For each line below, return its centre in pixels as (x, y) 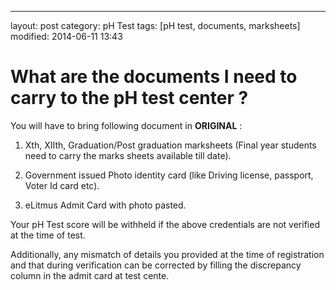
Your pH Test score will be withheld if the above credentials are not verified (165, 224)
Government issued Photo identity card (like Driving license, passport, (169, 175)
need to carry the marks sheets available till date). (128, 155)
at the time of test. (48, 235)
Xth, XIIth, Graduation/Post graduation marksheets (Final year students (170, 145)
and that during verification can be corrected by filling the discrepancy (156, 265)
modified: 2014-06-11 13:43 (66, 36)
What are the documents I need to (154, 77)
